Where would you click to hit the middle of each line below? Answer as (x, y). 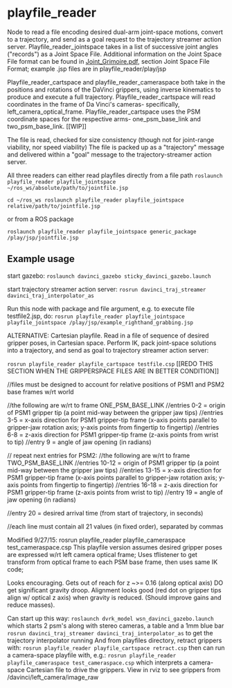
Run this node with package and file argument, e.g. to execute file (101, 308)
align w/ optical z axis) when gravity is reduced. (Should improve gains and (114, 597)
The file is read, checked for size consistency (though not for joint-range (111, 139)
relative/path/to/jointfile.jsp (54, 206)
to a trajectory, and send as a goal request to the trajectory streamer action (114, 39)
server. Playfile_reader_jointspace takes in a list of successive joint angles (113, 46)
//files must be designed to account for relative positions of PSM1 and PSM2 (116, 384)
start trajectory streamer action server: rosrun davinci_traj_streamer (107, 289)
